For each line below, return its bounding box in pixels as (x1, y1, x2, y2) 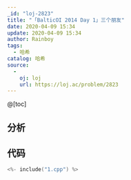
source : (7, 62, 30, 69)
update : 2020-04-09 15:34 (7, 29, 81, 37)
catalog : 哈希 (7, 55, 46, 62)
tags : (7, 42, 23, 49)
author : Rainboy (7, 36, 54, 43)
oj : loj (19, 74, 41, 82)
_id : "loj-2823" (7, 10, 54, 17)
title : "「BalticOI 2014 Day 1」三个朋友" (7, 17, 125, 24)
